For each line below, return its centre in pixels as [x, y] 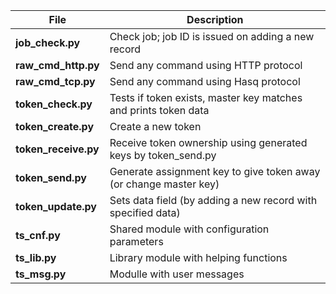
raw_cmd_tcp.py [55, 81]
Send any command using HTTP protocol [206, 65]
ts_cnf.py [38, 235]
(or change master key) [164, 184]
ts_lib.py [36, 257]
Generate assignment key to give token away [215, 171]
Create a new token [155, 126]
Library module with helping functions [198, 257]
